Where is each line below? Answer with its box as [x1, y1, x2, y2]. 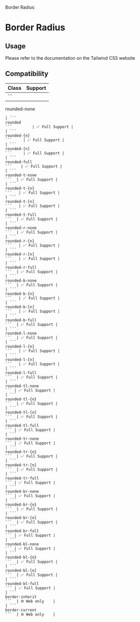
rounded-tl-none [5, 384, 39, 389]
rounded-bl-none [5, 542, 39, 547]
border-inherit [5, 594, 37, 599]
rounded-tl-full [5, 423, 39, 428]
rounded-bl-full [5, 581, 39, 586]
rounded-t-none [5, 173, 37, 178]
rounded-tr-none [5, 436, 39, 441]
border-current [5, 607, 37, 612]
